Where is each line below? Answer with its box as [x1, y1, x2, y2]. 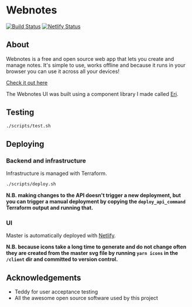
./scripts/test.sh [6, 123, 51, 129]
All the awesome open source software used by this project [14, 295, 158, 302]
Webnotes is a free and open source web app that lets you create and [6, 55, 174, 62]
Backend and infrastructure [6, 156, 86, 164]
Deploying [6, 139, 44, 149]
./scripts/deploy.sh [6, 181, 57, 187]
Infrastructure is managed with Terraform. [6, 170, 107, 177]
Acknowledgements [6, 272, 81, 282]
